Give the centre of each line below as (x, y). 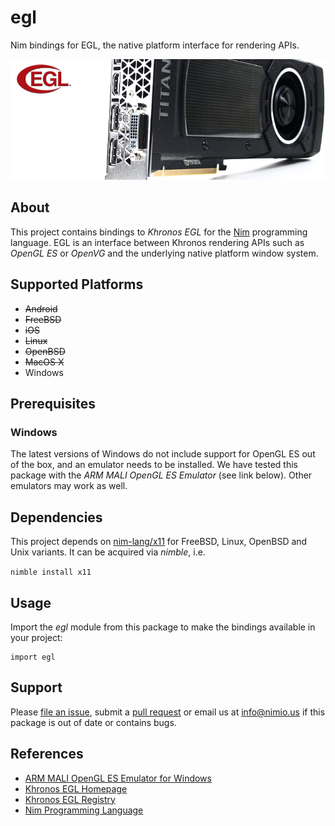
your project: (36, 638)
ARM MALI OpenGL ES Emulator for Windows (118, 778)
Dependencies (56, 517)
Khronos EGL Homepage (76, 788)
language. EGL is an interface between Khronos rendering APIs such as (157, 242)
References (47, 754)
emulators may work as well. (69, 486)
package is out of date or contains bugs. (93, 722)
